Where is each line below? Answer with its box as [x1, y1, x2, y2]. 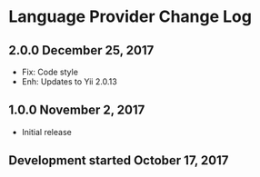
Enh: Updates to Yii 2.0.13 [21, 76, 117, 87]
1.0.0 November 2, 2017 [8, 103, 145, 118]
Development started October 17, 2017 [8, 152, 229, 169]
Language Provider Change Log [8, 6, 252, 27]
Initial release [21, 126, 72, 137]
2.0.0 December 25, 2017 [8, 43, 155, 58]
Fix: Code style [21, 66, 79, 77]
